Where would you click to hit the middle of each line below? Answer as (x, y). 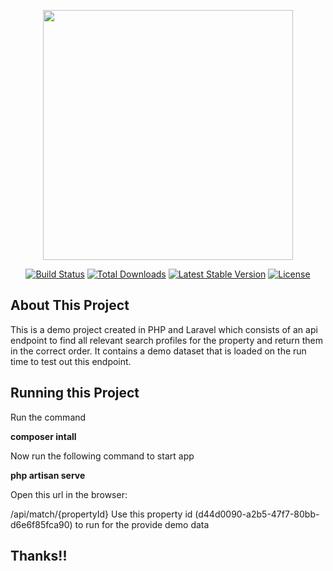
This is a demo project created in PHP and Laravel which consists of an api (164, 329)
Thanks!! (39, 556)
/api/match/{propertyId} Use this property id (101, 514)
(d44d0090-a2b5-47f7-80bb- (257, 514)
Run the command (48, 417)
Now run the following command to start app (102, 456)
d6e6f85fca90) (41, 524)
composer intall (43, 436)
